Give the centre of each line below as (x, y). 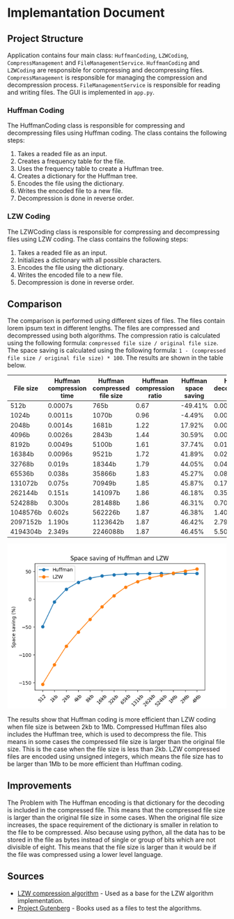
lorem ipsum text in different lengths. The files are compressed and (103, 328)
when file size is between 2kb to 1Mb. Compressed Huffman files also (107, 727)
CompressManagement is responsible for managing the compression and (107, 77)
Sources (26, 876)
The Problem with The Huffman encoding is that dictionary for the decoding (116, 803)
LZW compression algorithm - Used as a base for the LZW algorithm (115, 893)
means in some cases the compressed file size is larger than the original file (116, 741)
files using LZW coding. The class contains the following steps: (98, 239)
